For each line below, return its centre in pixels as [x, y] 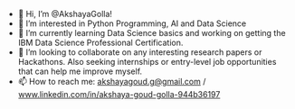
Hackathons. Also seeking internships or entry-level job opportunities [147, 62]
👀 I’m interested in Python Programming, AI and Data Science [132, 23]
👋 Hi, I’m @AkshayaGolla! [65, 14]
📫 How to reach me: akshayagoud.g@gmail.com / [112, 82]
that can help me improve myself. [80, 71]
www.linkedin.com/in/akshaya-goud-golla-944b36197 [119, 94]
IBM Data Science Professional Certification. [100, 42]
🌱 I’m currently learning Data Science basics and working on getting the [152, 33]
